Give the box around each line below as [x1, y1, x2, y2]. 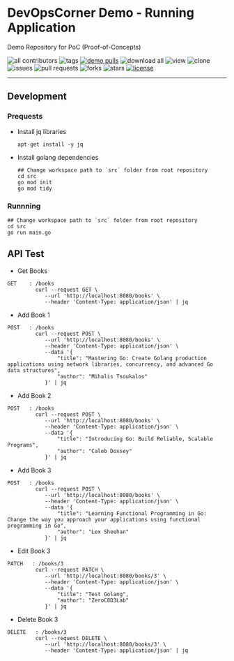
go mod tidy [17, 185, 52, 192]
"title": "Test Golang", [56, 591, 130, 597]
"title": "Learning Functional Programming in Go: [56, 510, 208, 517]
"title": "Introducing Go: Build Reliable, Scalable [56, 435, 214, 443]
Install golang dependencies [17, 153, 99, 161]
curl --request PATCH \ [35, 566, 104, 573]
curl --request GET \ [35, 286, 98, 293]
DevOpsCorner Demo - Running [7, 5, 195, 21]
